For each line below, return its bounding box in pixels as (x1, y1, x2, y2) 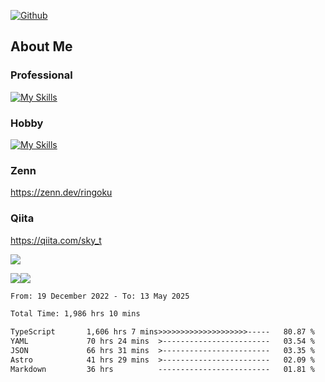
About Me (10, 38, 73, 55)
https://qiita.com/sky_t (10, 234, 102, 246)
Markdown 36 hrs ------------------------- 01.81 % (10, 364, 315, 374)
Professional (10, 68, 73, 82)
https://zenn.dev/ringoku (10, 186, 113, 199)
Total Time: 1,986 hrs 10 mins (10, 309, 141, 319)
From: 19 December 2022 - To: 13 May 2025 (10, 291, 190, 301)
